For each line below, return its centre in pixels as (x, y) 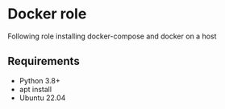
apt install (35, 89)
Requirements (44, 61)
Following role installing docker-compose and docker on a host (112, 36)
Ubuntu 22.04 (42, 98)
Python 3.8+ (40, 80)
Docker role (47, 14)
